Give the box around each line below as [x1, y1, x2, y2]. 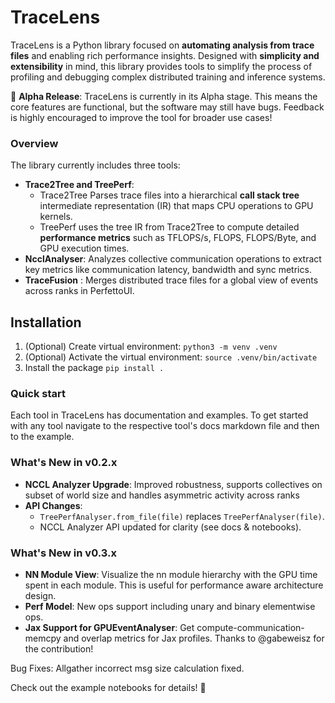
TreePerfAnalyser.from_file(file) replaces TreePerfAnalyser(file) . [39, 510, 325, 522]
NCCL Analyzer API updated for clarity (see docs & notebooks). [39, 521, 302, 533]
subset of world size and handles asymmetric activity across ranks [24, 489, 300, 501]
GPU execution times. [39, 242, 130, 255]
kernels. [39, 211, 73, 223]
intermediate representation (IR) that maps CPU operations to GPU [39, 200, 314, 212]
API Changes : [24, 499, 83, 511]
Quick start [10, 386, 67, 400]
